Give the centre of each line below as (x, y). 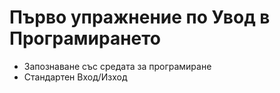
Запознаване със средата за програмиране (117, 66)
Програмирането (85, 38)
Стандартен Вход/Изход (75, 77)
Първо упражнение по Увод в (140, 17)
